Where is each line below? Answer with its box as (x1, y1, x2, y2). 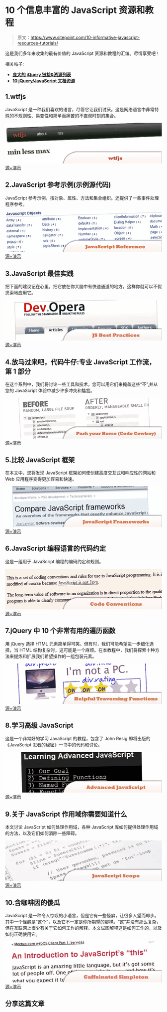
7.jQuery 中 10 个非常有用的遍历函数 (5, 627, 116, 635)
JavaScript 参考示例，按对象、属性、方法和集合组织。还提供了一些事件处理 (5, 195, 159, 201)
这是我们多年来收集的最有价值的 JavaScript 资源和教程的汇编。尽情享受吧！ (5, 50, 161, 56)
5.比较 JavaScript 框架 (5, 456, 75, 464)
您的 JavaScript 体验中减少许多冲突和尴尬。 (5, 387, 95, 394)
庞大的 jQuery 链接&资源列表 (12, 71, 71, 77)
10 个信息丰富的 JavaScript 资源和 (5, 4, 145, 16)
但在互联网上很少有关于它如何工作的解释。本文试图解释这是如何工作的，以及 (5, 925, 162, 931)
